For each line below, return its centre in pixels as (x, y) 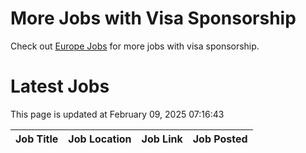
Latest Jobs (60, 86)
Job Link (162, 139)
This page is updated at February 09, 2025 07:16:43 (117, 114)
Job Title (37, 139)
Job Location (100, 139)
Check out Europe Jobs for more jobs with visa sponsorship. (135, 46)
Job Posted (220, 139)
